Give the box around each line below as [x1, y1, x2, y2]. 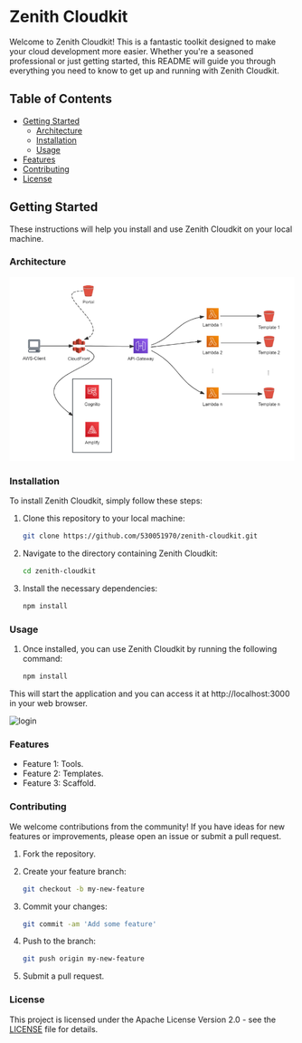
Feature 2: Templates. [22, 768, 104, 780]
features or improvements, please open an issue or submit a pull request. [9, 830, 282, 841]
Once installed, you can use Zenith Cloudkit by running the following [22, 644, 278, 655]
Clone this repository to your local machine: [22, 513, 185, 524]
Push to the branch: [22, 935, 97, 947]
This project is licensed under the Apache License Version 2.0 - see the [9, 1014, 277, 1025]
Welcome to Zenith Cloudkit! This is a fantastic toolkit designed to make [9, 36, 277, 47]
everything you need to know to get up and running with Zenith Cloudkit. [9, 65, 280, 76]
